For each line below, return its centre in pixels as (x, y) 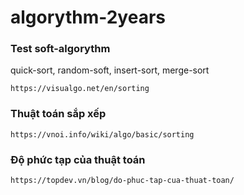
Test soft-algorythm (60, 49)
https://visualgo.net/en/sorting (80, 89)
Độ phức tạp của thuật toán (78, 159)
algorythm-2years (88, 17)
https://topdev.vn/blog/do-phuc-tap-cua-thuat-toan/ (122, 181)
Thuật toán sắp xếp (58, 114)
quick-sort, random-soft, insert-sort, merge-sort (110, 70)
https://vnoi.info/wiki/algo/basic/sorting (102, 134)
